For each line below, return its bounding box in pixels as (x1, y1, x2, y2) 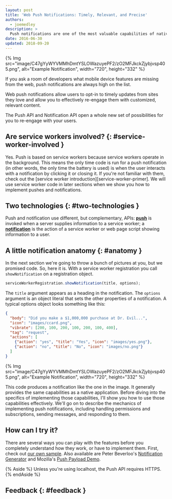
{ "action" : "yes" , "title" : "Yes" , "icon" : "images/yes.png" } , (14, 340, 153, 345)
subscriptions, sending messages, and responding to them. (5, 411, 131, 417)
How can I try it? (5, 426, 58, 435)
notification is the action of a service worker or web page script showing (5, 226, 160, 232)
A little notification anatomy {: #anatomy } (5, 246, 142, 255)
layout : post (5, 7, 33, 13)
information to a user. (5, 231, 50, 237)
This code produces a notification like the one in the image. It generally (5, 384, 155, 390)
